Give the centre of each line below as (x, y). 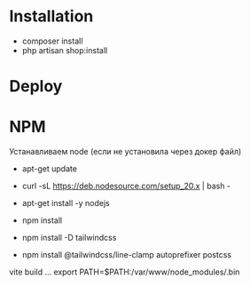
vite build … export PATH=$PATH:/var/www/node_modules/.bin (125, 272)
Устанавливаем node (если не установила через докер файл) (125, 152)
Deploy (36, 87)
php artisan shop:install (65, 50)
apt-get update (50, 169)
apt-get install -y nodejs (66, 203)
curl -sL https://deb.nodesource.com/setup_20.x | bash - (126, 186)
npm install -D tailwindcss (69, 238)
